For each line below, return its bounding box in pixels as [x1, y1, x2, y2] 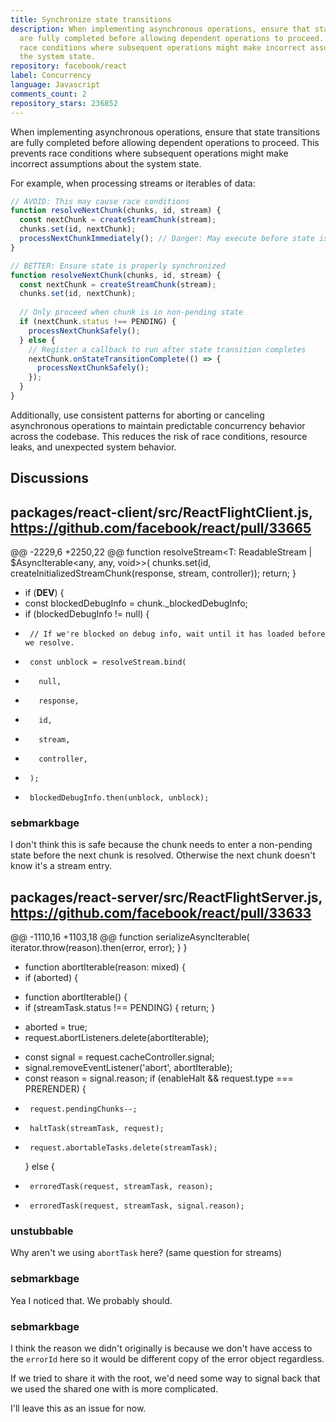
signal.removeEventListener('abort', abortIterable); [24, 1062, 233, 1074]
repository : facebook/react [10, 61, 128, 71]
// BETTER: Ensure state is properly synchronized [10, 261, 226, 271]
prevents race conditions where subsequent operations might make [10, 147, 289, 159]
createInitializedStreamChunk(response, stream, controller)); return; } [10, 567, 297, 580]
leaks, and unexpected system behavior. [10, 441, 177, 453]
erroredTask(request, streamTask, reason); [29, 1182, 214, 1192]
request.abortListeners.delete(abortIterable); [24, 1032, 210, 1044]
